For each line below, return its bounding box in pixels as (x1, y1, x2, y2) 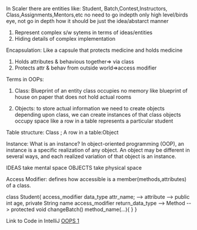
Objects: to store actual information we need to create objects (14, 105, 165, 111)
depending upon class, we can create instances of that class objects (14, 111, 181, 118)
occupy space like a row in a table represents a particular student (14, 117, 173, 124)
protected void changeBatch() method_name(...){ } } (11, 206, 137, 213)
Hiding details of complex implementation (14, 35, 116, 42)
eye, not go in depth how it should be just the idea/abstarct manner (6, 18, 169, 24)
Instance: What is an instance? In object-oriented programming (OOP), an (6, 140, 184, 147)
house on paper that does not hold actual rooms (14, 94, 132, 100)
